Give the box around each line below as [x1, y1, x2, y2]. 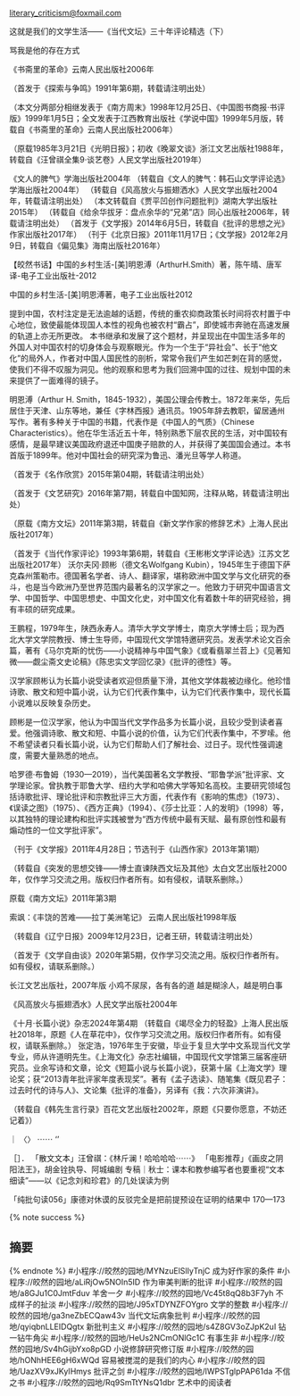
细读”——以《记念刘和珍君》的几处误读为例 [9, 1176, 170, 1185]
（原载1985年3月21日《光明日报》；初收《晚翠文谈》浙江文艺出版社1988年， [9, 143, 288, 154]
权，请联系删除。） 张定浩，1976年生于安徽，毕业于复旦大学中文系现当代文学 [9, 1040, 291, 1051]
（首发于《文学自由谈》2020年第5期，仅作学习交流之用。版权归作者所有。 [9, 950, 284, 960]
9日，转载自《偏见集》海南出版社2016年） [9, 240, 165, 251]
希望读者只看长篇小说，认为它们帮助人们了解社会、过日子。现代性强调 [16, 739, 275, 749]
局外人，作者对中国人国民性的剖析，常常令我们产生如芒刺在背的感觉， [28, 353, 287, 363]
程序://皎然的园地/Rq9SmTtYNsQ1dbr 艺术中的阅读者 [39, 1376, 232, 1387]
